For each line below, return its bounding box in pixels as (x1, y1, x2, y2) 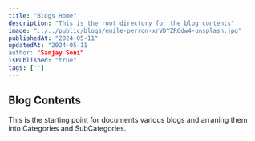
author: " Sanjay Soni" (8, 49, 84, 57)
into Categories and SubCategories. (8, 123, 127, 133)
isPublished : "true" (8, 57, 78, 65)
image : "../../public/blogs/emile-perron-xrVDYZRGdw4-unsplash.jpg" (8, 26, 242, 34)
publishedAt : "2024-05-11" (8, 34, 99, 42)
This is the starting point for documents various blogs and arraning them (8, 115, 248, 124)
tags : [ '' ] (8, 64, 45, 72)
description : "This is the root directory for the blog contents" (8, 19, 235, 27)
